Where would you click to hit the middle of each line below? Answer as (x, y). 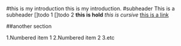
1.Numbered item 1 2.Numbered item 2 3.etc (61, 37)
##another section (29, 26)
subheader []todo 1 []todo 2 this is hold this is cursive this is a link (88, 15)
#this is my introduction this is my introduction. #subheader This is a (90, 9)
